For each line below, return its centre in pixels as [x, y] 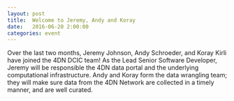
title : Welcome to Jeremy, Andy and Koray [72, 20]
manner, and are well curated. [50, 90]
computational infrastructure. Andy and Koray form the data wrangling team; [117, 75]
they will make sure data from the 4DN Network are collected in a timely [111, 83]
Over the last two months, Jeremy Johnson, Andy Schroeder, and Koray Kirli [117, 53]
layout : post [26, 14]
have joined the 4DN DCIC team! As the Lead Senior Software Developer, [112, 61]
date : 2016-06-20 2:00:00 [48, 26]
